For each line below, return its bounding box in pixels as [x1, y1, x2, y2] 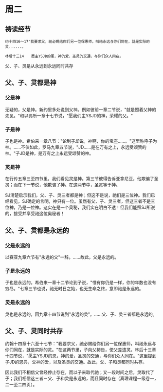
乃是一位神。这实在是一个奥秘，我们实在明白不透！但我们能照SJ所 [18, 204, 151, 210]
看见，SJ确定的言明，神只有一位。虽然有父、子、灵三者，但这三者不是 [9, 198, 151, 204]
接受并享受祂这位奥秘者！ [13, 211, 65, 217]
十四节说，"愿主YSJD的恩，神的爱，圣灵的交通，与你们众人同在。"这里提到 [5, 353, 157, 359]
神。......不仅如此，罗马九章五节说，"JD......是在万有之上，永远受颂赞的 [5, 144, 147, 150]
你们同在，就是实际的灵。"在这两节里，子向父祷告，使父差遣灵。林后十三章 [5, 347, 157, 353]
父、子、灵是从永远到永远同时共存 [5, 63, 73, 68]
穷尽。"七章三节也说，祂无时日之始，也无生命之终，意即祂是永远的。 [5, 286, 144, 292]
